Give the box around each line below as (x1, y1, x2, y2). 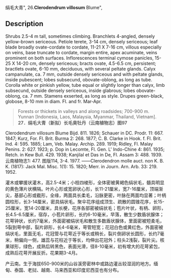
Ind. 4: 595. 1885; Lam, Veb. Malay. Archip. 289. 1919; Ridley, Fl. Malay (5, 141, 153, 147)
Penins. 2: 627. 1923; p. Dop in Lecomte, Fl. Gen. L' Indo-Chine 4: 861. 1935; (5, 146, 165, 152)
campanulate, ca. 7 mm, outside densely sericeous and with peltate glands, (5, 71, 164, 77)
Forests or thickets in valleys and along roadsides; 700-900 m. (17, 108, 150, 114)
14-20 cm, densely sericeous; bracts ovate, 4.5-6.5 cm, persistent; (16, 60, 157, 66)
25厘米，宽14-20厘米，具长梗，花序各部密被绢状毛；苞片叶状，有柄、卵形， (5, 205, 166, 211)
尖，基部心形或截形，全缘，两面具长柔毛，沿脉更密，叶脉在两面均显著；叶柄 (5, 192, 166, 198)
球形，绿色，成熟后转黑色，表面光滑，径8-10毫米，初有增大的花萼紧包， (9, 243, 162, 249)
